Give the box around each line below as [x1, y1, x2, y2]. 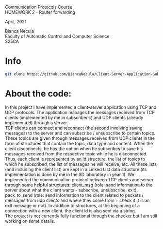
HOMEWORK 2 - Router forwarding [5, 9, 75, 15]
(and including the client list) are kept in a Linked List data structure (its [5, 166, 147, 172]
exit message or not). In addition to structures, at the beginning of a [5, 202, 140, 209]
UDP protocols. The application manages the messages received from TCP [5, 109, 155, 115]
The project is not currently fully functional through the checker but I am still [5, 213, 157, 219]
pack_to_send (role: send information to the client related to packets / [5, 192, 144, 198]
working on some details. [5, 218, 56, 224]
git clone [5, 72, 25, 76]
